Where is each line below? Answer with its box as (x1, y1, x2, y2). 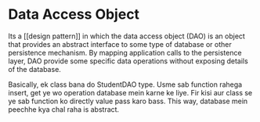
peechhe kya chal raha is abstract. (8, 104, 120, 114)
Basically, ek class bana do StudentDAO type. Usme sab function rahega (8, 80, 243, 89)
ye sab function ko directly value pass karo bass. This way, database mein (8, 96, 248, 106)
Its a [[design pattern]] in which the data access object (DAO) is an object (8, 31, 245, 41)
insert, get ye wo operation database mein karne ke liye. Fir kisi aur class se (8, 88, 253, 97)
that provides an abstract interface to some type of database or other (8, 39, 233, 48)
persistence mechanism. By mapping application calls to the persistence (8, 48, 242, 57)
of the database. (8, 64, 61, 74)
